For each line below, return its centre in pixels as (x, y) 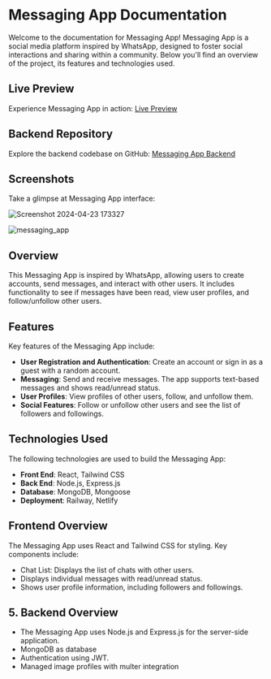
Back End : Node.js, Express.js (70, 483)
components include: (44, 554)
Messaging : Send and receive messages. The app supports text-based (140, 379)
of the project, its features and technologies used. (92, 63)
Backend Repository (61, 134)
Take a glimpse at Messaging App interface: (82, 199)
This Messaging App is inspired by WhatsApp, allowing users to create (127, 275)
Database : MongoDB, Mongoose (75, 491)
